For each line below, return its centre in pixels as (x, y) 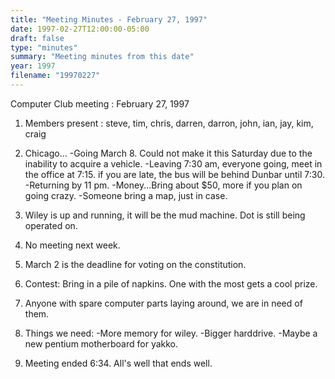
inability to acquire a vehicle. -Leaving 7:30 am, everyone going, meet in (173, 163)
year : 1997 (33, 66)
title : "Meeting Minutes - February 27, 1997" (109, 19)
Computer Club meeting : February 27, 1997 (100, 103)
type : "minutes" (44, 47)
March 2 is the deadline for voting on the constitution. (135, 264)
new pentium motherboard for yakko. (101, 343)
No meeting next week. (72, 245)
